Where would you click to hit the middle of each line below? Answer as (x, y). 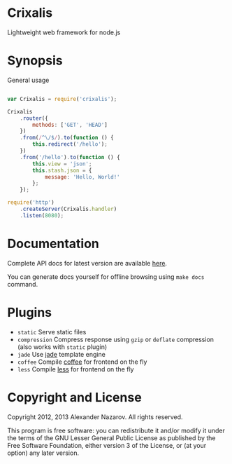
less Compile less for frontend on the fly (75, 369)
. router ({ (34, 118)
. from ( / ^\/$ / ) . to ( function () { (67, 138)
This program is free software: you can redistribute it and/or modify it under (116, 430)
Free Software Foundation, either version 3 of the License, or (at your (107, 445)
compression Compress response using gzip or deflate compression (116, 339)
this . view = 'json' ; (62, 164)
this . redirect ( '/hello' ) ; (70, 144)
